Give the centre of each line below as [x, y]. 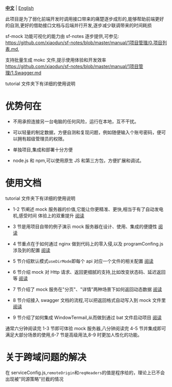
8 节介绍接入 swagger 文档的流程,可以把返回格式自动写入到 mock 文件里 [89, 300]
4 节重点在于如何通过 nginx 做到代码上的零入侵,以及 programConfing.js [88, 243]
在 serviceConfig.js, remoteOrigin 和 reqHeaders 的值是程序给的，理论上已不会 [85, 372]
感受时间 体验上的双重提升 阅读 [52, 215]
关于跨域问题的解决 [46, 358]
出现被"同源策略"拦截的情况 [35, 379]
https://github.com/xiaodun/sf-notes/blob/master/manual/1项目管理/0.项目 [84, 43]
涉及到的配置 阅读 [31, 250]
